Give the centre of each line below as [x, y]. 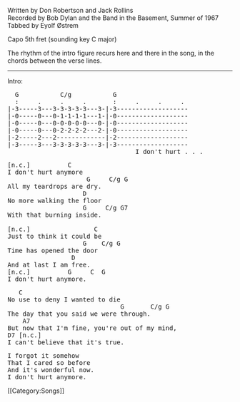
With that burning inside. [55, 215]
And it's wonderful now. [51, 370]
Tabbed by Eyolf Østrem [43, 25]
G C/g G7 [105, 208]
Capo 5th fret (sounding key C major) [62, 39]
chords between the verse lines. [55, 61]
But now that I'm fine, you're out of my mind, [92, 328]
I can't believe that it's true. [66, 342]
